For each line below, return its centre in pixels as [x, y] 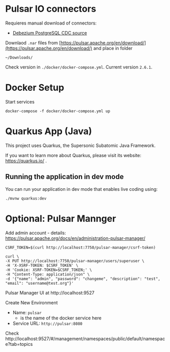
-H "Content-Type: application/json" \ [48, 274]
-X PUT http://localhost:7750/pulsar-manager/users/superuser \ [75, 261]
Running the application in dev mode [64, 177]
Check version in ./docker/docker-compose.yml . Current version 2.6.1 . [79, 67]
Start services [20, 102]
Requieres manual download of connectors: [51, 23]
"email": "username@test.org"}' [39, 283]
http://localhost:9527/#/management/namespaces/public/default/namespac [85, 338]
